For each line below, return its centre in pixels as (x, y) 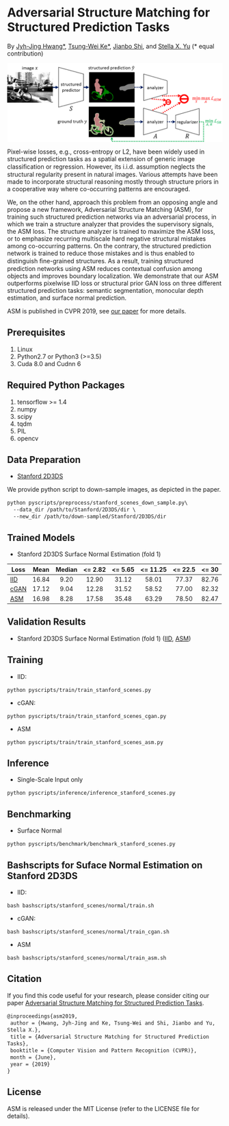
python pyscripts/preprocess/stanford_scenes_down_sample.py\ (97, 503)
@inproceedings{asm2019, (42, 1016)
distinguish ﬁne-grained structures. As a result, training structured (100, 261)
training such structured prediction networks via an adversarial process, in (112, 217)
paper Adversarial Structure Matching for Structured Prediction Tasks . (106, 1003)
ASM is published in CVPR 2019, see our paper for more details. (97, 311)
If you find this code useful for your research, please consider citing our (108, 995)
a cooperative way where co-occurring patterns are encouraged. (99, 189)
